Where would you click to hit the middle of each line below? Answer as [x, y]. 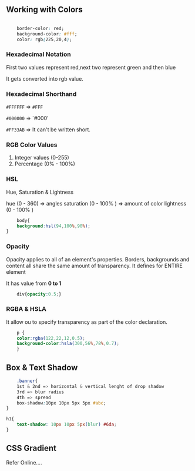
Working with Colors [45, 10]
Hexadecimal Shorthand [41, 94]
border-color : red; [41, 28]
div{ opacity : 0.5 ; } [39, 294]
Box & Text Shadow [42, 367]
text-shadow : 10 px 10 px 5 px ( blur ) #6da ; [67, 424]
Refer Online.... [24, 462]
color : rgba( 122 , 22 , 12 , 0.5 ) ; [51, 338]
